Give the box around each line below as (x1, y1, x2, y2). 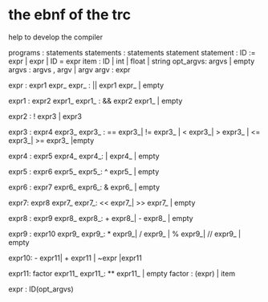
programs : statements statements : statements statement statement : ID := (8, 47, 256, 57)
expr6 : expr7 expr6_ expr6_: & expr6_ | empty (8, 182, 160, 192)
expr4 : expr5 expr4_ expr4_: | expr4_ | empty (8, 151, 160, 161)
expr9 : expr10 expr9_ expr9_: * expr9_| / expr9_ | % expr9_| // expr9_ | (8, 229, 242, 239)
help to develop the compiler (8, 32, 104, 42)
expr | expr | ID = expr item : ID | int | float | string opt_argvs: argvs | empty (8, 56, 255, 66)
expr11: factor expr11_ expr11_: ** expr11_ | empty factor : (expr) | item (8, 268, 235, 278)
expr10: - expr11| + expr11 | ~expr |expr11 (8, 253, 142, 263)
